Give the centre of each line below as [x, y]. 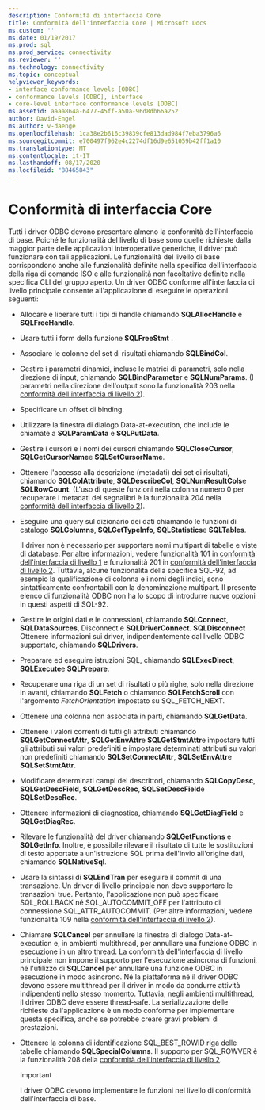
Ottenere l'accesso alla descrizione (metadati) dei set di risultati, [125, 472]
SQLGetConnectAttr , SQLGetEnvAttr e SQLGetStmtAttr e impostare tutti [137, 740]
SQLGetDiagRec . [47, 821]
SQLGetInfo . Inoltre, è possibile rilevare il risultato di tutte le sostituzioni [136, 844]
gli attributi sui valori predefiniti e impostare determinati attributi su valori [138, 748]
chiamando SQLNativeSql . [63, 862]
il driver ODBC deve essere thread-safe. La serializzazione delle [124, 1002]
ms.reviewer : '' [35, 60]
